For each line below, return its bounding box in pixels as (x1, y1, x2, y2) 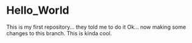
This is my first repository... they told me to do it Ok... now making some (6, 23, 187, 30)
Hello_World (6, 4, 70, 17)
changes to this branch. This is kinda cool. (6, 29, 112, 36)
